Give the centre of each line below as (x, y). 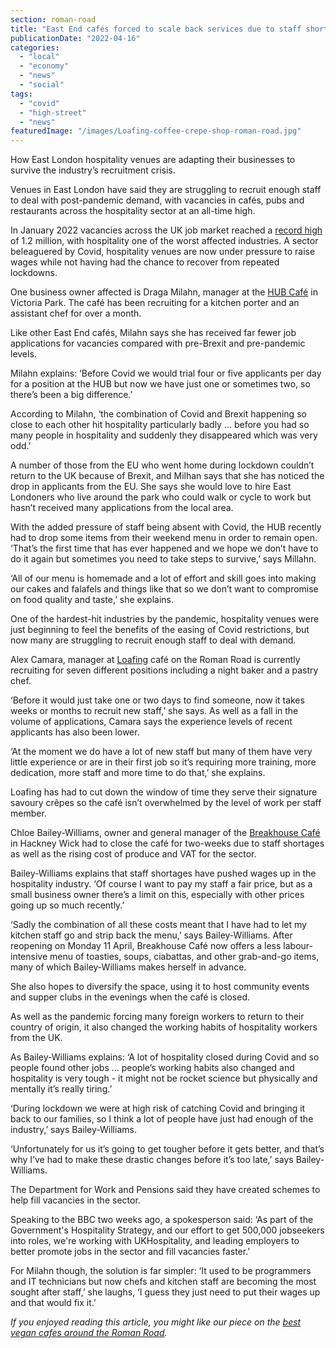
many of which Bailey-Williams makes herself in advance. (128, 967)
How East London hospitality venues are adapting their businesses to (153, 160)
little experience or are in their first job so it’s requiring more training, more (163, 762)
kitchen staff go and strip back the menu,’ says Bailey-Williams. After (151, 935)
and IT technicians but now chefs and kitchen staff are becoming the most (163, 1282)
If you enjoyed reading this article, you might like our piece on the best (156, 1322)
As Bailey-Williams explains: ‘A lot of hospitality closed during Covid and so (165, 1057)
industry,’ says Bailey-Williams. (73, 1130)
